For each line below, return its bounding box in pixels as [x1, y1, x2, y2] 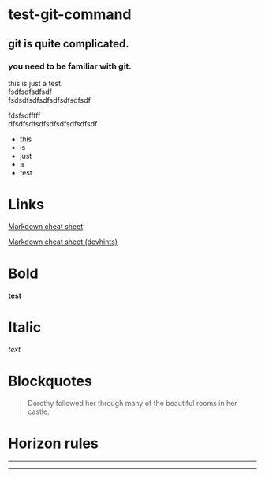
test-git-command [8, 6, 132, 24]
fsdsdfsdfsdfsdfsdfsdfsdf [8, 95, 91, 104]
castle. [27, 407, 50, 416]
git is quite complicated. [8, 37, 130, 51]
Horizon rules [8, 434, 99, 452]
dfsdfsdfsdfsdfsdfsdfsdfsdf [8, 118, 98, 128]
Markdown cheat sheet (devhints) [8, 237, 118, 246]
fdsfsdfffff [8, 111, 41, 120]
